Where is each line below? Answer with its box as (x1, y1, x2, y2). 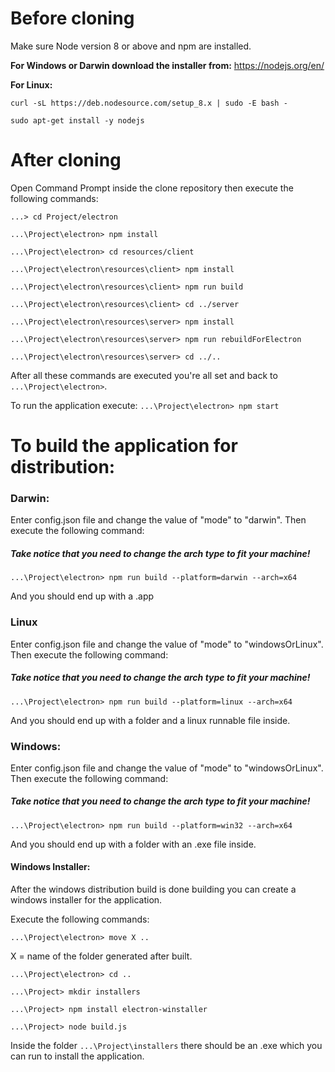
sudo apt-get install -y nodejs (10, 115, 145, 126)
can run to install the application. (10, 1050, 145, 1062)
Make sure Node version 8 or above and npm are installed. (10, 40, 252, 52)
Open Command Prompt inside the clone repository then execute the (10, 182, 294, 194)
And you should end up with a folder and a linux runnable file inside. (10, 714, 291, 726)
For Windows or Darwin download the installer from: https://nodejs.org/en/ (10, 59, 325, 71)
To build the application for (10, 435, 238, 457)
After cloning (10, 149, 122, 172)
